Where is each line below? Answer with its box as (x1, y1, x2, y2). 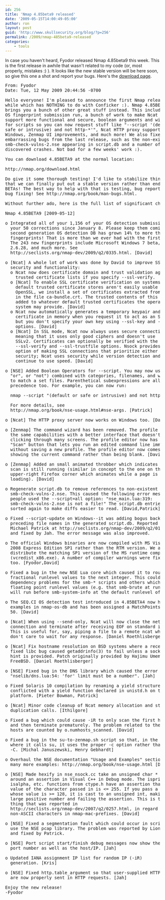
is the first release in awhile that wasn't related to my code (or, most (5, 62, 142, 68)
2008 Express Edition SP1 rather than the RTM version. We (10, 545, 156, 551)
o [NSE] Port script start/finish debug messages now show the (5, 840, 161, 846)
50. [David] (10, 609, 39, 615)
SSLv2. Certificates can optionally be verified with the (15, 338, 158, 344)
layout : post (5, 26, 32, 31)
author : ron (5, 21, 29, 26)
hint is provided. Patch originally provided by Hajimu (10, 653, 148, 659)
